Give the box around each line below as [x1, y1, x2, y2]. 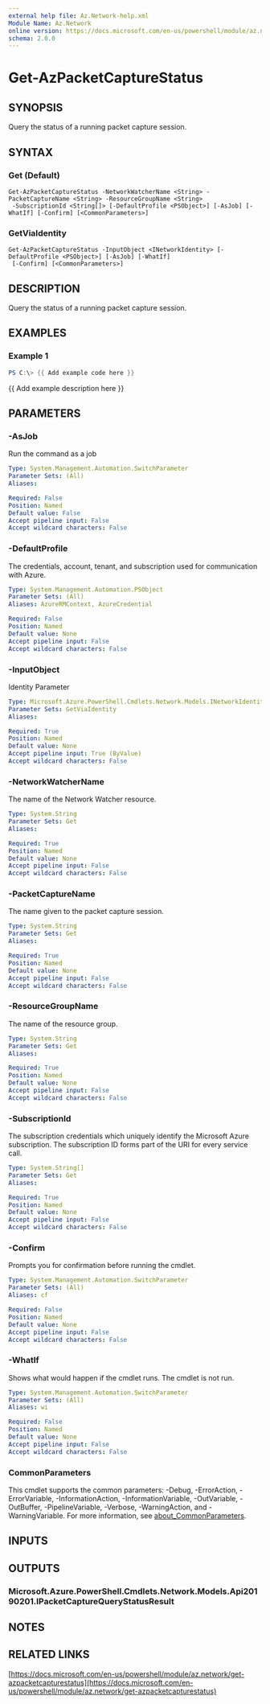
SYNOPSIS [8, 101, 63, 114]
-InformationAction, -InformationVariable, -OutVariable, [55, 1493, 239, 1503]
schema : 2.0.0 [8, 34, 56, 43]
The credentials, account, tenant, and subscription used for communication [8, 561, 258, 571]
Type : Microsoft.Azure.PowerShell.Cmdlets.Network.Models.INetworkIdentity [8, 698, 268, 706]
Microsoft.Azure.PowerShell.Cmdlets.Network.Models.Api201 [8, 1586, 258, 1597]
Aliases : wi [8, 1403, 48, 1412]
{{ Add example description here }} [8, 383, 125, 393]
